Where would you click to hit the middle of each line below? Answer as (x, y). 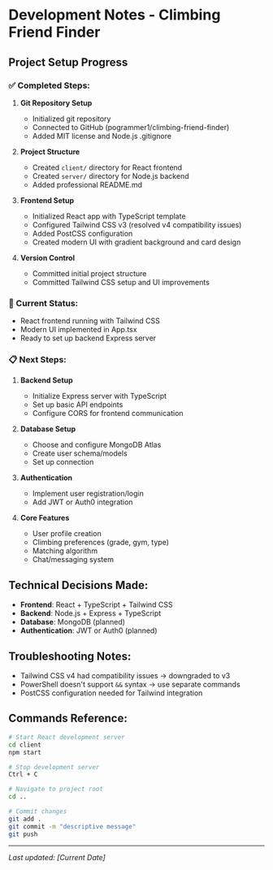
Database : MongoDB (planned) (73, 622)
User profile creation (67, 534)
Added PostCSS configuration (82, 233)
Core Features (45, 518)
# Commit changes (38, 812)
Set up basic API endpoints (78, 405)
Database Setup (48, 429)
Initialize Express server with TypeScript (100, 396)
